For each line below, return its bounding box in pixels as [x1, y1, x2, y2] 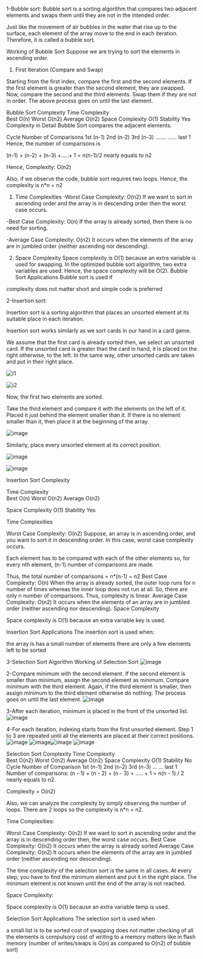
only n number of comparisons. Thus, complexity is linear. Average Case [6, 592, 188, 599]
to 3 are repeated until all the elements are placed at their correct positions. [6, 732, 195, 739]
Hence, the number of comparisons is [6, 140, 101, 147]
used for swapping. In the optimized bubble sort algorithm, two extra [15, 260, 187, 268]
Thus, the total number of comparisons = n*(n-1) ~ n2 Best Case [6, 572, 168, 580]
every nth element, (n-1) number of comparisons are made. [6, 561, 155, 568]
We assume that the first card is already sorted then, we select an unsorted [6, 339, 195, 346]
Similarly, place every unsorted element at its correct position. [6, 442, 161, 448]
